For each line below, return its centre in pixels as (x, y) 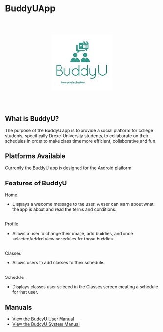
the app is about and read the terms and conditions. (64, 209)
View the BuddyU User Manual (43, 319)
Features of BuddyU (36, 183)
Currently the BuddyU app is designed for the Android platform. (69, 168)
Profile (12, 224)
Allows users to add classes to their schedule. (58, 263)
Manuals (19, 307)
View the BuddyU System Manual (46, 324)
